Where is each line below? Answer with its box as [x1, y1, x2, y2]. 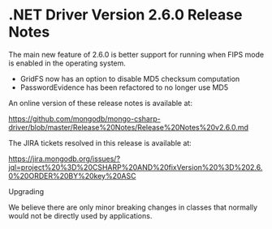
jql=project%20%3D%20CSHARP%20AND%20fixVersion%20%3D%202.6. [8, 162, 263, 172]
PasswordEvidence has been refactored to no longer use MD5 [19, 83, 229, 92]
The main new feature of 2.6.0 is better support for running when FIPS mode [8, 49, 265, 59]
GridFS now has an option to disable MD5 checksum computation [19, 74, 240, 83]
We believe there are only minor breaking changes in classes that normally [8, 202, 258, 212]
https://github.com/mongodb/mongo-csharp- [8, 113, 161, 123]
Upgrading [8, 186, 45, 196]
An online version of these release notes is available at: [8, 98, 193, 108]
